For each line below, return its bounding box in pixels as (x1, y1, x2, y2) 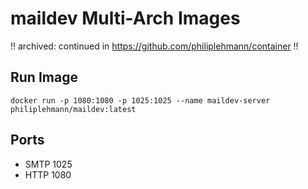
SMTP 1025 (24, 158, 73, 170)
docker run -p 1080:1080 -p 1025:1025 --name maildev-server (10, 95, 271, 106)
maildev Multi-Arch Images (10, 7, 241, 30)
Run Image (10, 69, 78, 86)
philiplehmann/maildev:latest (10, 104, 137, 114)
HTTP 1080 (24, 168, 72, 181)
